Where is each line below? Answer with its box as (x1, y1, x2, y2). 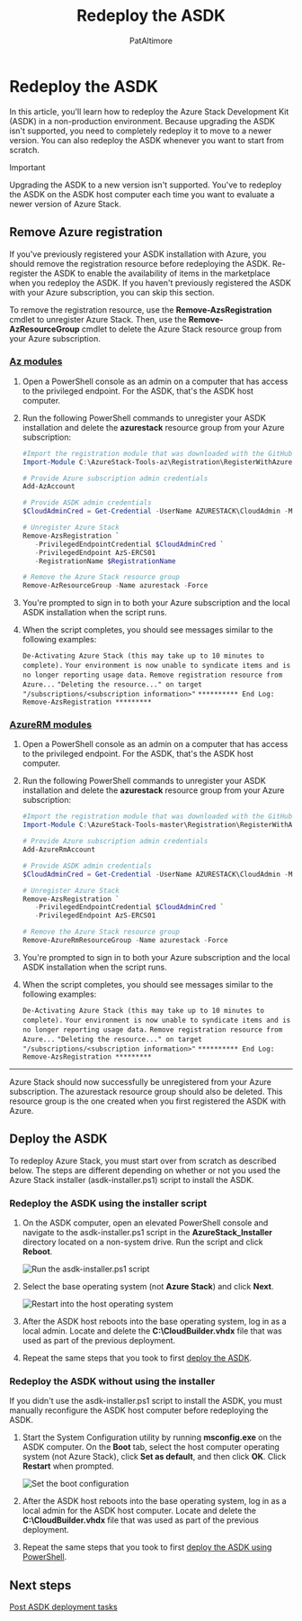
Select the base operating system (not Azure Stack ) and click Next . (22, 1281, 274, 1292)
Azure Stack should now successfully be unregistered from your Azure (9, 1076, 271, 1087)
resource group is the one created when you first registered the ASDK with (9, 1096, 286, 1106)
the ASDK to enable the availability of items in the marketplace (40, 268, 271, 278)
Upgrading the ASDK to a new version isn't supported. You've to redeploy (9, 179, 282, 190)
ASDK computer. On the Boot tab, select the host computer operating (22, 1442, 280, 1453)
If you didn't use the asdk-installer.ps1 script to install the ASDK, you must (9, 1396, 283, 1407)
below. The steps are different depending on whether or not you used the (9, 1164, 281, 1176)
